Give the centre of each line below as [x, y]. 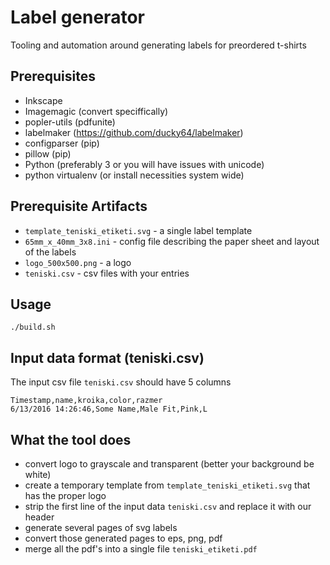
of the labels [50, 252]
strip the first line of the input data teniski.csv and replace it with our [168, 506]
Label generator [77, 17]
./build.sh [33, 327]
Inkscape [43, 100]
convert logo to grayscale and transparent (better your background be [169, 464]
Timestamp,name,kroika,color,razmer [86, 401]
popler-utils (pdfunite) [70, 122]
